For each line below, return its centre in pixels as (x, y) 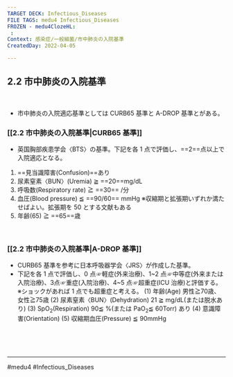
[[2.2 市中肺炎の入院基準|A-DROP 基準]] (75, 249)
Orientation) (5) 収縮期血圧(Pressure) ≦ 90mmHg (96, 319)
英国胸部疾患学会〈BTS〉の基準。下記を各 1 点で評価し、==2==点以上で (121, 149)
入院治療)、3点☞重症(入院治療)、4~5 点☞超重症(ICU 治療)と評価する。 (119, 283)
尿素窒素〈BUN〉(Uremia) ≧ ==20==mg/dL (80, 182)
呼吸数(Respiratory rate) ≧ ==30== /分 (73, 190)
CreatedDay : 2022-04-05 (42, 46)
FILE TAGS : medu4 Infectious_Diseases (63, 20)
